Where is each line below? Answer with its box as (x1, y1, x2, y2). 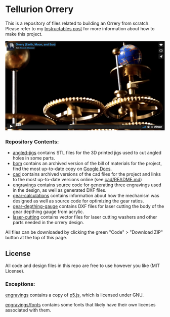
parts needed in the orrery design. (12, 220, 84, 226)
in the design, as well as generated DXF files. (12, 187, 107, 193)
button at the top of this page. (5, 235, 67, 241)
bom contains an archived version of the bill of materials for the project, (12, 161, 162, 167)
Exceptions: (5, 280, 35, 287)
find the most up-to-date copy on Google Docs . (12, 166, 112, 172)
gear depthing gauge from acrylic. (12, 208, 84, 215)
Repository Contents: (5, 138, 59, 145)
